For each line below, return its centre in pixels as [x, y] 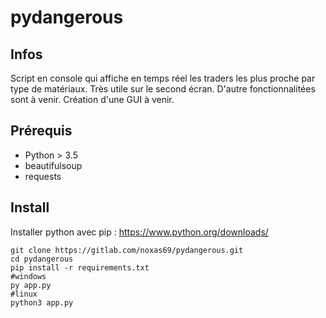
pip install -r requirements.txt [80, 267]
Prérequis [41, 131]
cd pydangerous [42, 259]
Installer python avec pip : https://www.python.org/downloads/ [139, 232]
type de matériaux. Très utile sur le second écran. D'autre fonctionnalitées [163, 89]
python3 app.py [42, 302]
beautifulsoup [53, 165]
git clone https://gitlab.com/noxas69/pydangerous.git [127, 250]
